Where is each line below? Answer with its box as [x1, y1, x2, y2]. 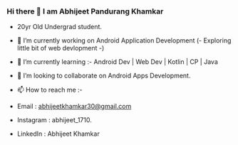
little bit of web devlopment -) [16, 44, 105, 53]
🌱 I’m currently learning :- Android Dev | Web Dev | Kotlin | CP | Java [16, 58, 219, 66]
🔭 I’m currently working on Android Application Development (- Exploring [16, 36, 232, 45]
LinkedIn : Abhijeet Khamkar [16, 129, 100, 138]
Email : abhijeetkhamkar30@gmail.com [16, 102, 132, 111]
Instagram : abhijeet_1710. [16, 116, 92, 124]
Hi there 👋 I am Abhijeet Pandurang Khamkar [6, 6, 164, 16]
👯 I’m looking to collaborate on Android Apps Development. [16, 71, 191, 80]
